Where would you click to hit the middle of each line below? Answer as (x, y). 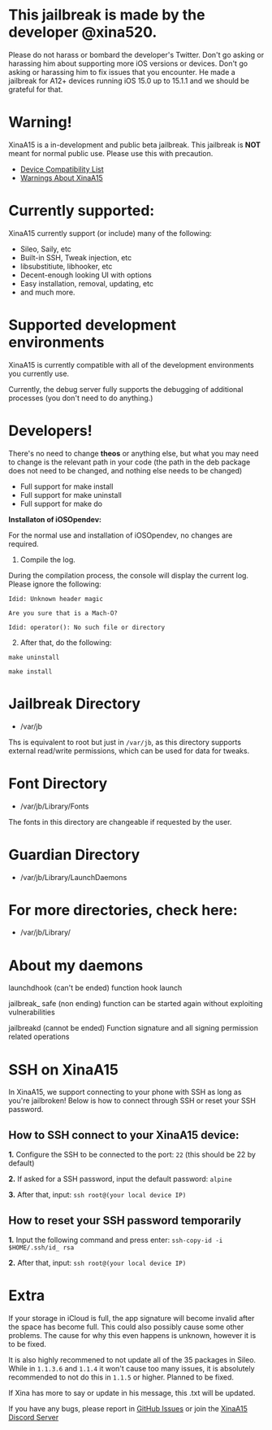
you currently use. (39, 373)
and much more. (47, 292)
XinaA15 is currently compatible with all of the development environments (131, 364)
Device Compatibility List (62, 169)
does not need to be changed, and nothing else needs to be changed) (125, 470)
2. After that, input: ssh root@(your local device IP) (97, 1262)
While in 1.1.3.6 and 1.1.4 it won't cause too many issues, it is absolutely (132, 1368)
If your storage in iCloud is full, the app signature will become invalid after (132, 1318)
